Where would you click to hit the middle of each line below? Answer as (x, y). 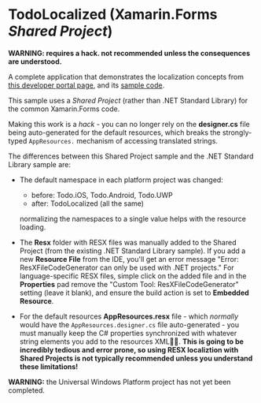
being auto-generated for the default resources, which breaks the (115, 132)
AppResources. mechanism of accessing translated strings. (123, 140)
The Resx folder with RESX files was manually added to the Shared (128, 242)
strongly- (237, 132)
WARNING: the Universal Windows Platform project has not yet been (119, 382)
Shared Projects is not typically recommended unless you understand (136, 358)
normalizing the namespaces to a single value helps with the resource (132, 218)
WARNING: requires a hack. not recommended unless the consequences (129, 53)
